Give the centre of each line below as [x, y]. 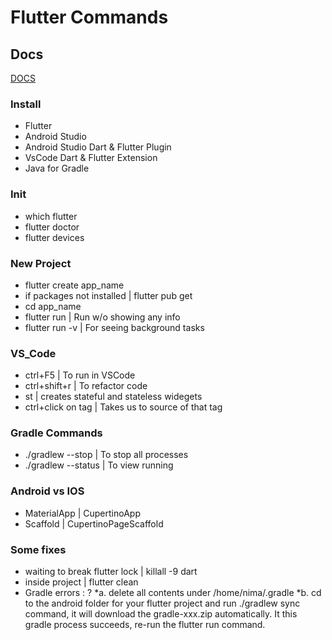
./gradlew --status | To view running [99, 465]
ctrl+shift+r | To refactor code [86, 386]
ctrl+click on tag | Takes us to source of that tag [123, 407]
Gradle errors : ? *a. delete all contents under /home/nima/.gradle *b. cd [173, 593]
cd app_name [53, 306]
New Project [41, 263]
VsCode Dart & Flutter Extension [91, 158]
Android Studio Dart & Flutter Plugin [98, 147]
